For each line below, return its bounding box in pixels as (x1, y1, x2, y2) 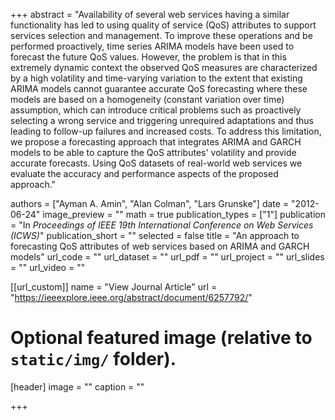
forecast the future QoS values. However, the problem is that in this (10, 51, 287, 63)
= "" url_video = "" (10, 262, 86, 273)
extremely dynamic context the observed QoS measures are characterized (10, 62, 318, 73)
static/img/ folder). (10, 348, 177, 371)
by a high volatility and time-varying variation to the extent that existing (10, 72, 303, 84)
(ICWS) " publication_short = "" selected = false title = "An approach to (10, 230, 300, 241)
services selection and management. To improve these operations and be (10, 30, 313, 41)
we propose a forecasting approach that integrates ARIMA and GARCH (10, 136, 302, 148)
